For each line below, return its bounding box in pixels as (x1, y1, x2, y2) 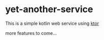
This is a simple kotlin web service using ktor (5, 20, 99, 26)
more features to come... (5, 30, 57, 36)
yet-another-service (5, 4, 93, 15)
